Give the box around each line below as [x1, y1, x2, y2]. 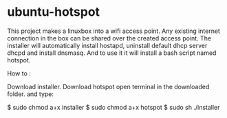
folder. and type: [7, 90, 54, 98]
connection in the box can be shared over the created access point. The [7, 34, 212, 42]
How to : [7, 69, 31, 78]
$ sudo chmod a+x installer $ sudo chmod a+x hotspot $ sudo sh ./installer [7, 103, 220, 111]
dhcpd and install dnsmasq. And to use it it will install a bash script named [7, 49, 217, 57]
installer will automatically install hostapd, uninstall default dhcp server [7, 41, 208, 49]
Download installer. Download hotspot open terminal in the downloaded [7, 82, 210, 91]
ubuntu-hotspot [7, 4, 100, 20]
